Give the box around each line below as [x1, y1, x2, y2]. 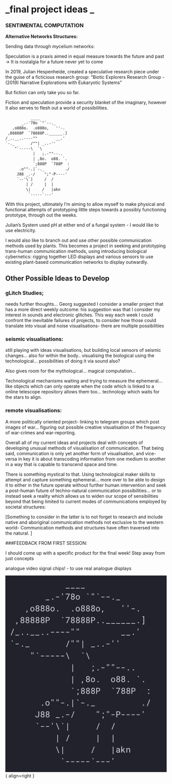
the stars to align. [5, 394, 42, 400]
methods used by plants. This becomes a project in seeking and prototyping [5, 243, 166, 249]
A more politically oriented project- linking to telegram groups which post [5, 418, 160, 425]
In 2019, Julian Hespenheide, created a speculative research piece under [5, 69, 160, 75]
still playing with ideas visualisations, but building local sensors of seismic [5, 347, 161, 353]
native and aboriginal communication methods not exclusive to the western [5, 519, 164, 525]
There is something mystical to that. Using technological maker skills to [5, 471, 156, 477]
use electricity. [5, 227, 37, 234]
